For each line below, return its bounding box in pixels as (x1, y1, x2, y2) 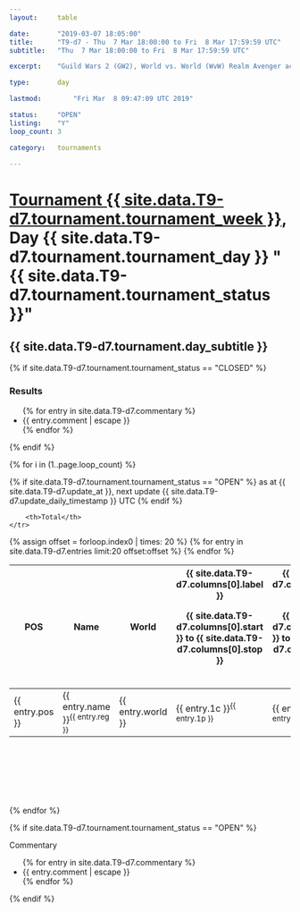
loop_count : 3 (9, 127, 62, 136)
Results (9, 385, 43, 398)
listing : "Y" (9, 118, 70, 128)
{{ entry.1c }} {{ (175, 700, 237, 714)
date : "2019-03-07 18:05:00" (9, 29, 142, 38)
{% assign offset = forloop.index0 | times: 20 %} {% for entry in (9, 536, 244, 546)
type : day (9, 78, 70, 88)
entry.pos (13, 705, 54, 718)
